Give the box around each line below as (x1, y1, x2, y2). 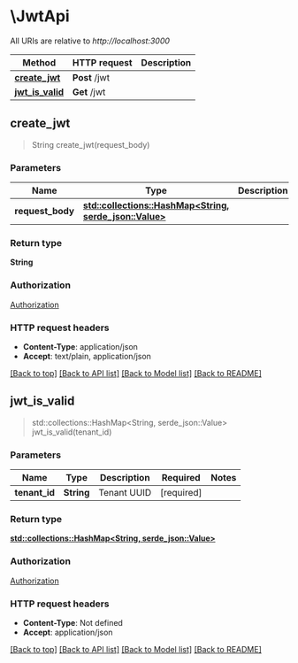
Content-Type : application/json (22, 341, 138, 351)
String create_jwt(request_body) (31, 139, 150, 150)
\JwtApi (10, 6, 70, 27)
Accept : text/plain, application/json (22, 351, 151, 361)
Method (22, 56, 57, 68)
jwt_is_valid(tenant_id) (31, 427, 112, 437)
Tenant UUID (97, 487, 152, 499)
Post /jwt (72, 71, 110, 83)
